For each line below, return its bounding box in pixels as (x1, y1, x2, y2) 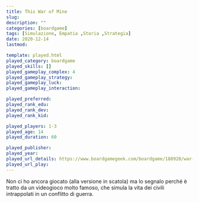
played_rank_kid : (6, 112, 49, 118)
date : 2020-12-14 (6, 36, 49, 42)
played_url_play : (6, 161, 49, 167)
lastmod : (6, 42, 28, 48)
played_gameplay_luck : (6, 80, 62, 86)
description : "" (6, 20, 46, 25)
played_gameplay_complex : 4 (6, 69, 76, 75)
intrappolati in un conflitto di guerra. (6, 190, 94, 197)
